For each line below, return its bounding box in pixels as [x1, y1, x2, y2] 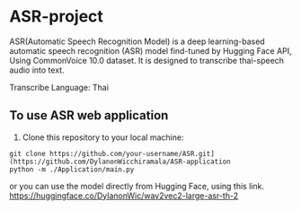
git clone [9, 149, 47, 158]
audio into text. [9, 65, 65, 75]
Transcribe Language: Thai [9, 82, 110, 92]
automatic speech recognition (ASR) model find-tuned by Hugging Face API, [9, 45, 292, 56]
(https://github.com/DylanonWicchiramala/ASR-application [9, 157, 231, 166]
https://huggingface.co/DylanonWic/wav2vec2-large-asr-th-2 [9, 190, 239, 201]
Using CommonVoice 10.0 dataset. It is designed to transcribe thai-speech [9, 55, 285, 66]
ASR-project [9, 6, 103, 27]
